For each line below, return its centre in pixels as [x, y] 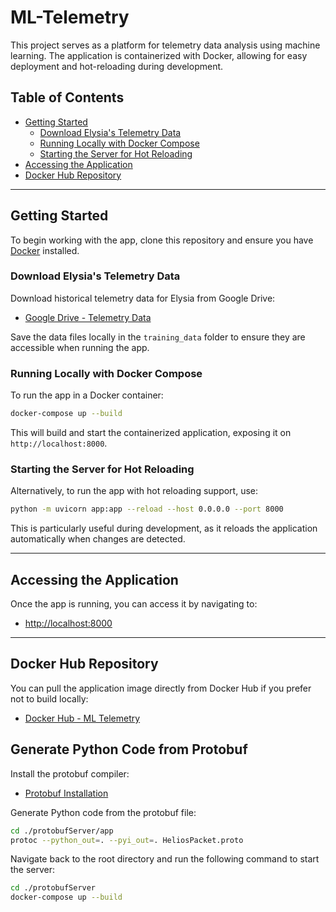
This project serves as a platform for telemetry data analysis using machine [165, 45]
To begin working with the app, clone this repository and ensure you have [162, 240]
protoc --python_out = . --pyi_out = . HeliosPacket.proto [127, 840]
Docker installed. [45, 250]
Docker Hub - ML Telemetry [82, 718]
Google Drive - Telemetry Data [88, 317]
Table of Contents [67, 97]
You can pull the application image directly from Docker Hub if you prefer [161, 688]
